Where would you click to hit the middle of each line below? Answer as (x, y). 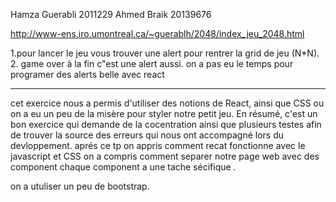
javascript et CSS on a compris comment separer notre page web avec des (165, 156)
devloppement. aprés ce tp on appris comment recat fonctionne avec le (158, 145)
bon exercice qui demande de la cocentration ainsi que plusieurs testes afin (166, 124)
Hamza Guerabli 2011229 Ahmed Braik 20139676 (111, 14)
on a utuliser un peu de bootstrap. (80, 186)
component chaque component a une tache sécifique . (123, 167)
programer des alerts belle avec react (87, 74)
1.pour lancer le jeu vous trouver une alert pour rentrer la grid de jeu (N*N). (165, 53)
